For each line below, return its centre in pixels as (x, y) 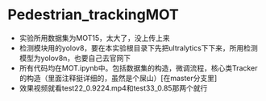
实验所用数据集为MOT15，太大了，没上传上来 (94, 38)
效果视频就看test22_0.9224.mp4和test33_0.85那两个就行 (113, 88)
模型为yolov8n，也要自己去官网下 (75, 58)
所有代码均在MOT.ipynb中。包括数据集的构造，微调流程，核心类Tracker (138, 68)
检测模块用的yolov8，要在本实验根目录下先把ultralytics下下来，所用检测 (139, 48)
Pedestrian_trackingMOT (93, 15)
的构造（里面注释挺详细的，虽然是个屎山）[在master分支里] (118, 78)
